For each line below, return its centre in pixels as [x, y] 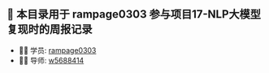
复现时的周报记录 [50, 29]
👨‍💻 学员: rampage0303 [57, 50]
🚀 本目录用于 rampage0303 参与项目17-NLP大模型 [134, 14]
